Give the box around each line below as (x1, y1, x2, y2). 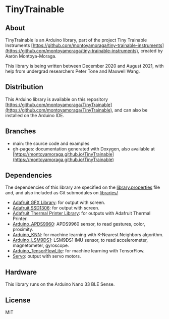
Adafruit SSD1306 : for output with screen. (12, 205, 100, 211)
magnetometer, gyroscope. (12, 242, 69, 248)
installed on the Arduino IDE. (5, 112, 65, 118)
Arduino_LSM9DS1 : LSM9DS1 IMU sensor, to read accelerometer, (12, 237, 148, 243)
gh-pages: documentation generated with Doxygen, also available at (12, 145, 155, 152)
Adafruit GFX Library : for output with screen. (12, 199, 105, 205)
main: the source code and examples (12, 140, 90, 146)
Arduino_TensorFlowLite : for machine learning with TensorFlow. (12, 248, 145, 254)
